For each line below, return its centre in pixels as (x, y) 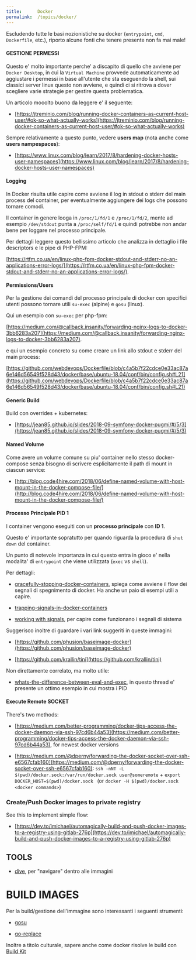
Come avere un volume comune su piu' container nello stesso (80, 457)
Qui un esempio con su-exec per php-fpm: (57, 316)
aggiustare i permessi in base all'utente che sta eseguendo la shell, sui (91, 78)
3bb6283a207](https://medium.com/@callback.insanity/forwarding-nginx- (96, 333)
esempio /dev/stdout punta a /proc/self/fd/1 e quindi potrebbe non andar (96, 224)
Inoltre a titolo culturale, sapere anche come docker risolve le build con (91, 945)
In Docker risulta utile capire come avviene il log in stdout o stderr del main (96, 194)
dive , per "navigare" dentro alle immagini (64, 871)
